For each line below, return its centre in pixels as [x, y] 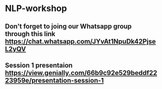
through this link [30, 34]
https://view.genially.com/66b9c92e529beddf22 [81, 73]
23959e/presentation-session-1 [54, 80]
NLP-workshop [36, 8]
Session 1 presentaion [39, 65]
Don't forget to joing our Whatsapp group [68, 26]
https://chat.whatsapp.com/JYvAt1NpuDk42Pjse [81, 41]
